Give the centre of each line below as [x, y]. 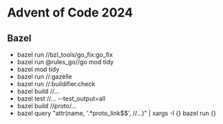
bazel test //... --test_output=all [61, 99]
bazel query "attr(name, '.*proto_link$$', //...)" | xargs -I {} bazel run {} [117, 113]
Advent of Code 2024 [70, 13]
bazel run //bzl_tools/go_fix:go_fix [65, 54]
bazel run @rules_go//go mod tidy [65, 62]
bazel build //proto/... [47, 106]
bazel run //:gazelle [44, 76]
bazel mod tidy [38, 69]
